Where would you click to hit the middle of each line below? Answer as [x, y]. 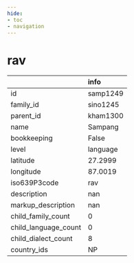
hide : [15, 13]
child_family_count [40, 216]
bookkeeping [32, 138]
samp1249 [105, 93]
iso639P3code [35, 183]
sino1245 [103, 105]
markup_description [43, 205]
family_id [25, 105]
